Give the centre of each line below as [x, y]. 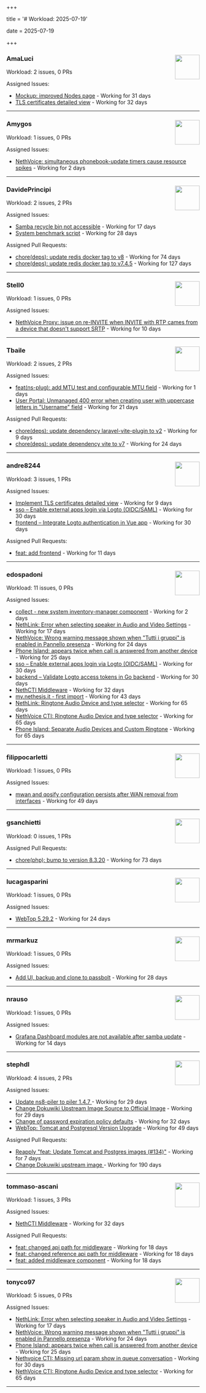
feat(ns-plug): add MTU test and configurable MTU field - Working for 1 [105, 388]
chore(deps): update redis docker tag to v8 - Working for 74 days [98, 257]
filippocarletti [27, 757]
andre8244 [24, 466]
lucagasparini [27, 881]
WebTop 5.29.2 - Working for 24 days [63, 918]
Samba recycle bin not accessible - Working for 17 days [86, 226]
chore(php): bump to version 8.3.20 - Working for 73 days [88, 860]
